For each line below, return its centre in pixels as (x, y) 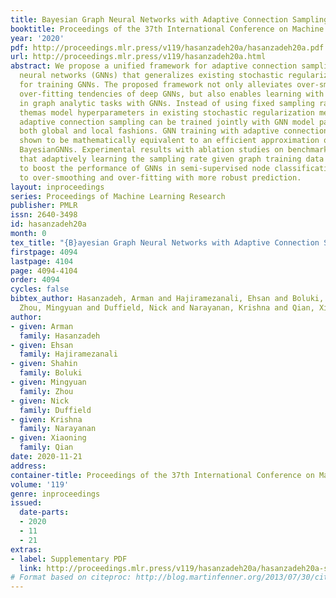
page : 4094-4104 (44, 271)
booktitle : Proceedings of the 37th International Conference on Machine (167, 29)
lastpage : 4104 (42, 261)
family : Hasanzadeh (60, 336)
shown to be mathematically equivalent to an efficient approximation (169, 141)
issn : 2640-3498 (44, 215)
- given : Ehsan (42, 345)
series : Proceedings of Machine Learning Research (118, 196)
